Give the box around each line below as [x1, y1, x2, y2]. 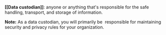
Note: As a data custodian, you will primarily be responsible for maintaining [5, 19, 161, 25]
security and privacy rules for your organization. [5, 24, 104, 30]
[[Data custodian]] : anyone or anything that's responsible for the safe [5, 4, 149, 10]
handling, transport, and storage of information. [5, 9, 103, 15]
